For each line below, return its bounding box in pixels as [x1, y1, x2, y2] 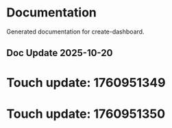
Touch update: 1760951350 [6, 106, 166, 121]
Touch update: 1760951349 [6, 75, 166, 90]
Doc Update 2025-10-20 [6, 47, 113, 59]
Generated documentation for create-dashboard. [6, 27, 145, 36]
